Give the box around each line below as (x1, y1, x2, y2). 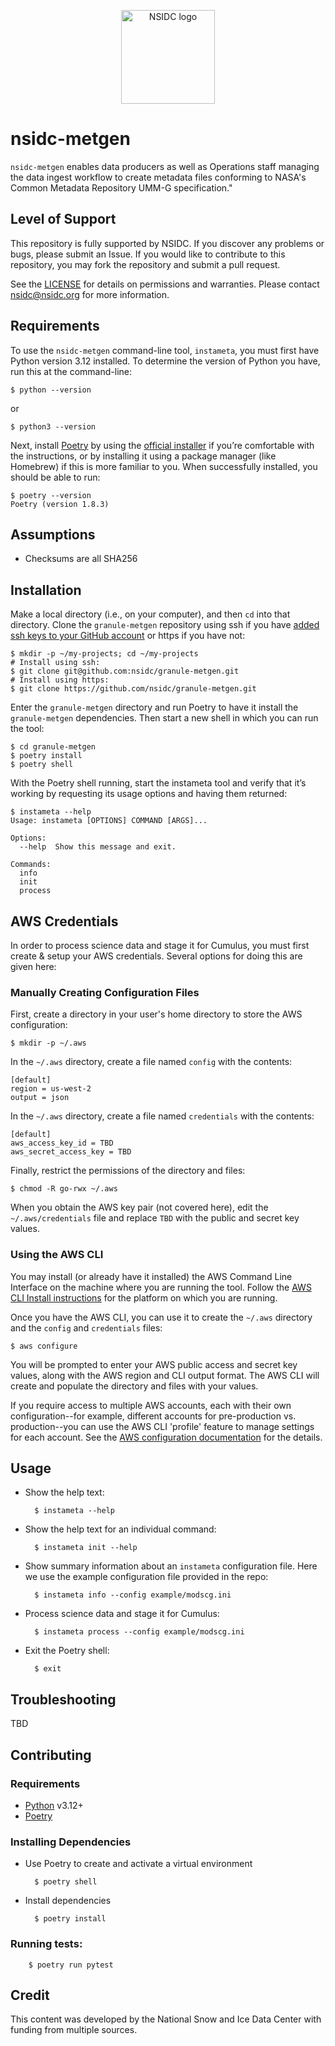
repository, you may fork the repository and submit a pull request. (10, 258, 281, 270)
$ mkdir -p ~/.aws (10, 1038, 87, 1049)
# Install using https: (10, 675, 110, 685)
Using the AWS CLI (10, 1248, 104, 1262)
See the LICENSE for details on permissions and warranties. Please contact (10, 278, 320, 290)
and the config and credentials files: (10, 1321, 163, 1334)
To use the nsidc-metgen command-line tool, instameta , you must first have (10, 344, 320, 356)
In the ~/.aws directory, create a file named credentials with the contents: (10, 1110, 315, 1122)
